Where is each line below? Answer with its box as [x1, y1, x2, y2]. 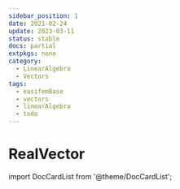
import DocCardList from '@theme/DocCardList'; [8, 171, 173, 181]
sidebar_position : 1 [8, 11, 79, 20]
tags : [8, 79, 27, 88]
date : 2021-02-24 [8, 19, 68, 28]
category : [8, 58, 42, 66]
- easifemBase [15, 87, 64, 96]
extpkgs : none [8, 49, 57, 58]
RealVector [8, 145, 86, 163]
